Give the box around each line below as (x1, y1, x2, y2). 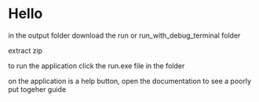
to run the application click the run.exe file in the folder (8, 60, 185, 71)
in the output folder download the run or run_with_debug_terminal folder (8, 31, 241, 40)
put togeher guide (8, 84, 67, 94)
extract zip (8, 46, 43, 55)
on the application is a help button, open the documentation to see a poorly (8, 76, 252, 86)
